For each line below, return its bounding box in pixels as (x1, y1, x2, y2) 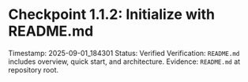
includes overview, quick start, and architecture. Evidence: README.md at (8, 57, 241, 66)
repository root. (8, 65, 59, 74)
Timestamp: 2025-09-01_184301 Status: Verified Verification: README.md (8, 48, 240, 58)
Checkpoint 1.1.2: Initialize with (8, 6, 216, 24)
